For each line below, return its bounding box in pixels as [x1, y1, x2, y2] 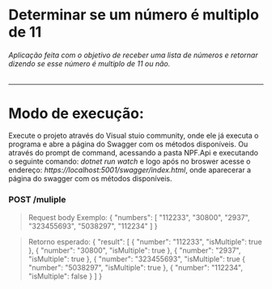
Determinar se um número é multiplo [8, 6, 259, 24]
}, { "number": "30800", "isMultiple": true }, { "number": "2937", [28, 245, 241, 255]
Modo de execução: [8, 104, 144, 122]
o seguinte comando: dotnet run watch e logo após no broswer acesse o [8, 156, 251, 167]
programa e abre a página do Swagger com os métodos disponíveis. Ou [8, 139, 249, 149]
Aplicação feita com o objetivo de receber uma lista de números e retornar [8, 50, 258, 60]
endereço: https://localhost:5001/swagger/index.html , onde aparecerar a [8, 165, 252, 175]
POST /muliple [8, 194, 66, 206]
